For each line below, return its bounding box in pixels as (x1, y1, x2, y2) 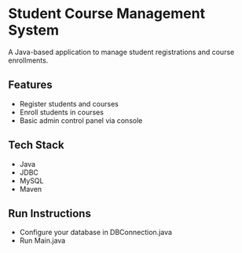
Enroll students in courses (19, 107, 104, 117)
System (8, 21, 60, 39)
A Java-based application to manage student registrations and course (8, 47, 235, 56)
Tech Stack (8, 139, 64, 152)
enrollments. (8, 56, 49, 65)
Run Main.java (19, 236, 66, 245)
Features (8, 78, 53, 92)
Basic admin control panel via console (19, 115, 143, 125)
